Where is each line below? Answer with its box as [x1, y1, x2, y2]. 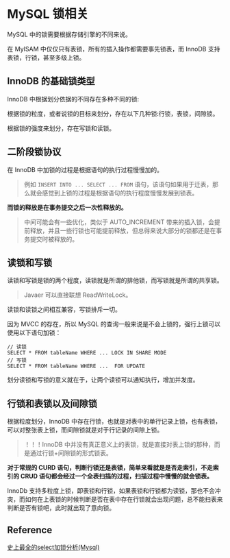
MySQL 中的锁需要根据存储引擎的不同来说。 [7, 30, 132, 38]
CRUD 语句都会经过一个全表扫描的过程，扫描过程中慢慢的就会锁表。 [20, 472, 214, 481]
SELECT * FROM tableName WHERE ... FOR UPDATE [7, 363, 146, 370]
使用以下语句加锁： [7, 328, 62, 337]
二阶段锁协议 [7, 146, 62, 158]
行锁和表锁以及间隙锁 [7, 398, 97, 409]
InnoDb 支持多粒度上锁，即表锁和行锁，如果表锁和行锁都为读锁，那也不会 [7, 487, 216, 495]
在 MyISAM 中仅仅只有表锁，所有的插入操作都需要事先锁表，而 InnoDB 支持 [7, 45, 220, 53]
